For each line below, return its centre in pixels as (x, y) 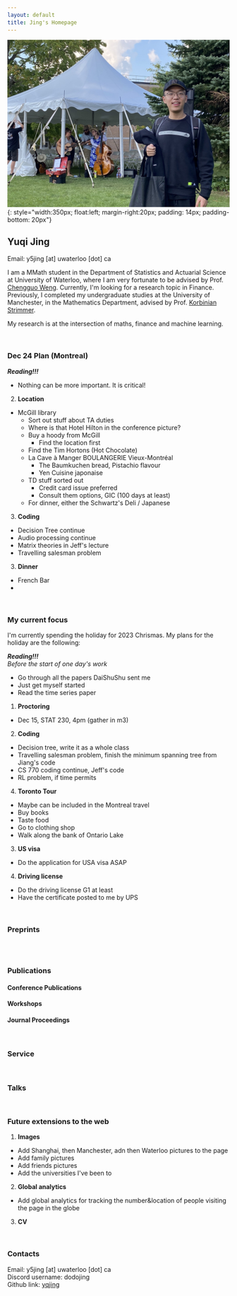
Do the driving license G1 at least (65, 890)
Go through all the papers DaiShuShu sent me (84, 677)
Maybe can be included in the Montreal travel (83, 805)
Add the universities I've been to (65, 1173)
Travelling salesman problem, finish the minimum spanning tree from (117, 755)
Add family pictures (46, 1158)
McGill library (37, 412)
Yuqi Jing (29, 242)
